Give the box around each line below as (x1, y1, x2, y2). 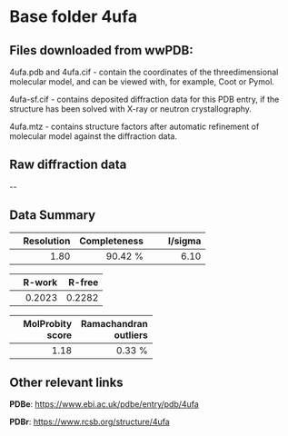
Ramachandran (80, 317, 148, 330)
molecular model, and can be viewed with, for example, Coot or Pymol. (9, 76, 275, 87)
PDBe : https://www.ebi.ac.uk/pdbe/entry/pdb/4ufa (9, 399, 200, 410)
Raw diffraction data (9, 157, 127, 173)
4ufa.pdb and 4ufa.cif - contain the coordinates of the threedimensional (9, 66, 279, 77)
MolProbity (23, 317, 73, 330)
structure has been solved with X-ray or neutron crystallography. (9, 104, 253, 114)
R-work (23, 275, 58, 288)
